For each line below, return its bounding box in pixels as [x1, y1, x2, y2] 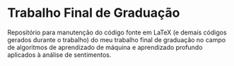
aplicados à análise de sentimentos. [7, 51, 112, 59]
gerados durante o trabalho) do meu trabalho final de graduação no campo [7, 35, 226, 44]
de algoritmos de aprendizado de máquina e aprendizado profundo [7, 43, 203, 51]
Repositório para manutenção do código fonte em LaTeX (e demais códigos [7, 28, 228, 37]
